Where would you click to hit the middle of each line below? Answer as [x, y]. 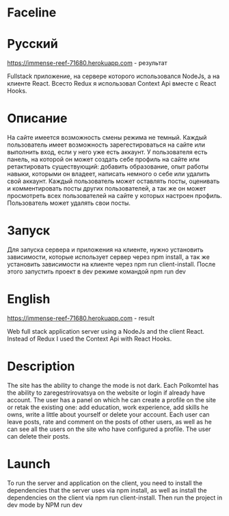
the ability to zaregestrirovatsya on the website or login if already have [106, 393]
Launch [29, 464]
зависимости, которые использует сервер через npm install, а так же [108, 257]
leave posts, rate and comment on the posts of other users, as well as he [109, 421]
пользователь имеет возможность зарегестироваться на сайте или [106, 145]
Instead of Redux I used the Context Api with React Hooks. [90, 339]
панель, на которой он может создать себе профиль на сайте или [104, 160]
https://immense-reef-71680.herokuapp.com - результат [87, 63]
